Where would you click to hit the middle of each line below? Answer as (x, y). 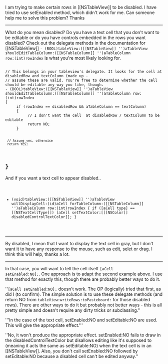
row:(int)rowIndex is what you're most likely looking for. (63, 58)
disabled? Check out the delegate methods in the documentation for (75, 43)
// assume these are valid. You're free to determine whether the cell (81, 80)
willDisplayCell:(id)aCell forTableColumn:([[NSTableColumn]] (78, 204)
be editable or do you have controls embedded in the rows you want (75, 38)
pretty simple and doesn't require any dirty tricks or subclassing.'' (73, 310)
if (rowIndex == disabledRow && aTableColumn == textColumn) (81, 107)
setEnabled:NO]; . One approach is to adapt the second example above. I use (84, 274)
